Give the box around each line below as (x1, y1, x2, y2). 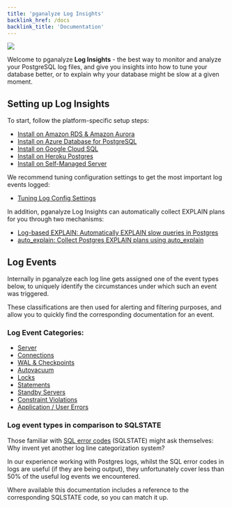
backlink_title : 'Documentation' (7, 23, 105, 30)
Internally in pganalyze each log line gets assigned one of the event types (7, 275, 219, 283)
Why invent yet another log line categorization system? (7, 444, 165, 452)
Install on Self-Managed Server (17, 160, 107, 168)
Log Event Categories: (7, 327, 84, 337)
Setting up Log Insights (7, 98, 110, 110)
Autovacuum (17, 366, 54, 374)
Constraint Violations (17, 396, 78, 404)
